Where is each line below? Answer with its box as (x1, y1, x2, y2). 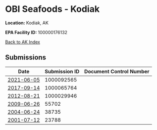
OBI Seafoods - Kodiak (5, 3, 100, 15)
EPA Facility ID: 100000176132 (5, 29, 68, 35)
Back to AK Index (5, 39, 41, 45)
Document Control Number (84, 68, 150, 75)
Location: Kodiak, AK (5, 20, 49, 26)
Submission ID (44, 68, 80, 75)
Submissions (5, 53, 46, 62)
